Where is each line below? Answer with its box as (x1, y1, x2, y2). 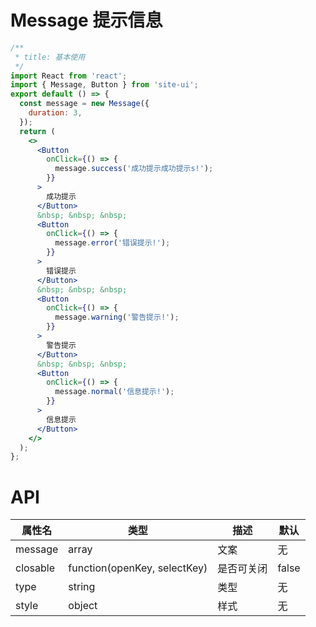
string (68, 580, 96, 594)
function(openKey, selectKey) (68, 561, 208, 575)
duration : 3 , (28, 108, 83, 118)
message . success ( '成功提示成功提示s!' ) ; (54, 164, 214, 174)
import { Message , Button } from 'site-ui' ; (10, 80, 199, 90)
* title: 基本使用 (14, 52, 86, 62)
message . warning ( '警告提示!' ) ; (54, 312, 180, 323)
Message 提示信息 (10, 9, 163, 32)
